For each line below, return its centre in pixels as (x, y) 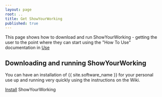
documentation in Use (27, 48)
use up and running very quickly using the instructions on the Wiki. (73, 80)
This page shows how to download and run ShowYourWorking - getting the (81, 37)
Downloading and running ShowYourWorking (76, 63)
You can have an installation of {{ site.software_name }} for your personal (79, 75)
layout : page (18, 10)
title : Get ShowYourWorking (34, 19)
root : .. (14, 14)
